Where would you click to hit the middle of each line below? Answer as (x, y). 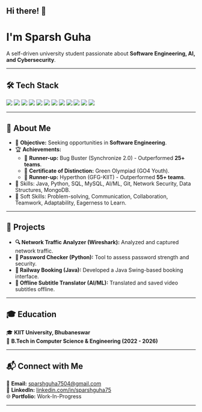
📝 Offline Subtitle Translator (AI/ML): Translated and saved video (96, 283)
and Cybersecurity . (31, 60)
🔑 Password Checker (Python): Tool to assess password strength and (102, 257)
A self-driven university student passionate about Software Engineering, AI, (101, 54)
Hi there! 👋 (26, 11)
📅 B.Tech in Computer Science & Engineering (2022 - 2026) (82, 341)
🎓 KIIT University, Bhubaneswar (48, 332)
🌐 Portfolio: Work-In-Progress (44, 396)
